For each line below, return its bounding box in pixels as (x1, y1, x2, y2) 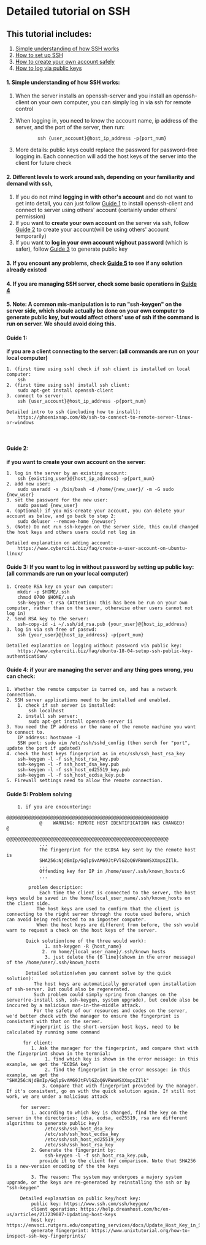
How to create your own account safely (15, 58, 115, 65)
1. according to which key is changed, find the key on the (31, 1110, 188, 1116)
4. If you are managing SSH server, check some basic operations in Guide (6, 280, 197, 287)
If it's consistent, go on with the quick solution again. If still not (6, 1088, 196, 1095)
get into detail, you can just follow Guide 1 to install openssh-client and (15, 200, 194, 207)
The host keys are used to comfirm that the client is (36, 906, 180, 912)
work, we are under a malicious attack (6, 1094, 109, 1100)
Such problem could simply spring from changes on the (33, 992, 177, 998)
